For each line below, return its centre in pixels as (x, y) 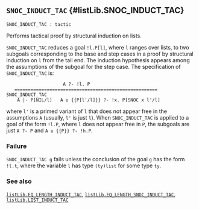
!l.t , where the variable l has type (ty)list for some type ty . (84, 166)
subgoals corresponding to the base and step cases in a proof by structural (100, 54)
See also (19, 181)
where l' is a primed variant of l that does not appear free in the (87, 111)
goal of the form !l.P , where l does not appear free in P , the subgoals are (98, 124)
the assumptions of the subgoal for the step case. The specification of (93, 66)
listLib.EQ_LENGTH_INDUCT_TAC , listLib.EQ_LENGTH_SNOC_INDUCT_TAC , (91, 195)
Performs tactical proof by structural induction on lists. (74, 36)
